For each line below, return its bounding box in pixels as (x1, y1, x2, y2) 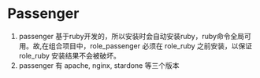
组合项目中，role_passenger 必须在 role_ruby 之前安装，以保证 (48, 41, 253, 51)
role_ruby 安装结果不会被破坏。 (18, 51, 121, 60)
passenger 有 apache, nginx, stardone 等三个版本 (18, 60, 180, 70)
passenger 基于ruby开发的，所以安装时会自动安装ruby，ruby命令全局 (18, 31, 245, 41)
